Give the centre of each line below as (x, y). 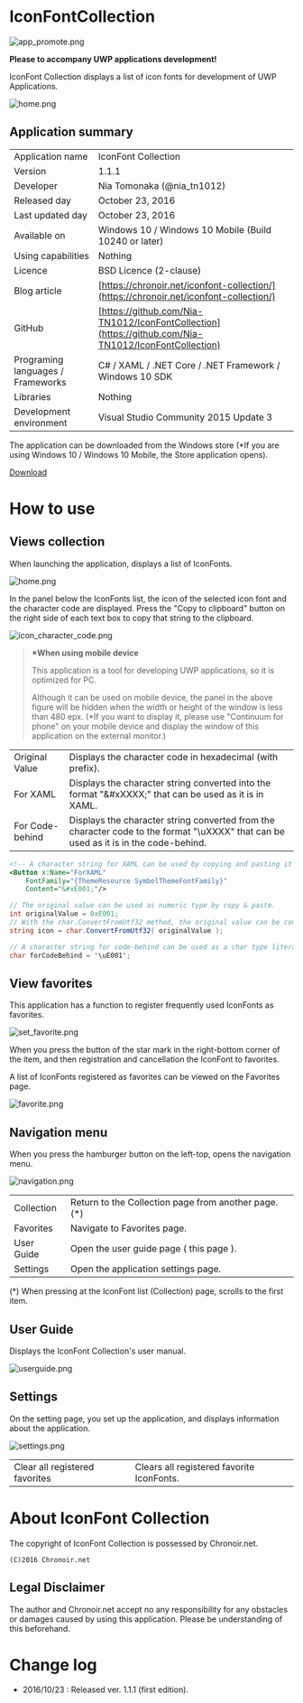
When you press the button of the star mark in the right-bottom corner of (145, 1050)
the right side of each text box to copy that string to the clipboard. (132, 618)
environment (41, 423)
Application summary (71, 132)
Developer (36, 185)
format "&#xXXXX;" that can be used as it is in (166, 794)
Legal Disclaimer (57, 1588)
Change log (53, 1665)
